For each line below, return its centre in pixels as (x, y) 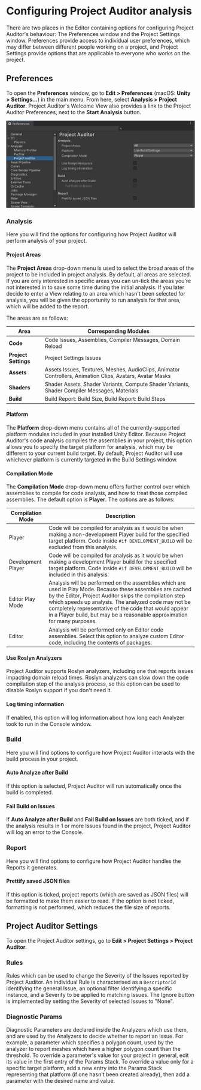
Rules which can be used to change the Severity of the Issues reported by (98, 975)
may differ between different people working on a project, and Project (92, 47)
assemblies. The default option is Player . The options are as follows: (91, 499)
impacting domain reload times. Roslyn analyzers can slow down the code (98, 678)
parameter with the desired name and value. (61, 1081)
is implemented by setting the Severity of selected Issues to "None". (90, 1001)
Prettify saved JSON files (38, 881)
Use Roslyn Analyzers (34, 658)
